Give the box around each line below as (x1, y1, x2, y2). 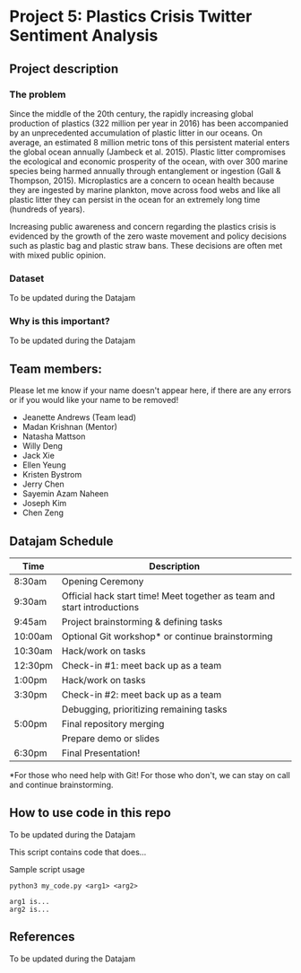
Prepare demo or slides (61, 732, 159, 745)
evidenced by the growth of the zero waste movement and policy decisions (9, 231, 287, 241)
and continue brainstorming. (9, 779, 114, 791)
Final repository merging (61, 718, 165, 731)
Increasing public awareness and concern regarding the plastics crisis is (9, 221, 277, 232)
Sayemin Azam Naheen (21, 488, 109, 499)
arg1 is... (9, 897, 50, 906)
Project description (9, 61, 119, 76)
